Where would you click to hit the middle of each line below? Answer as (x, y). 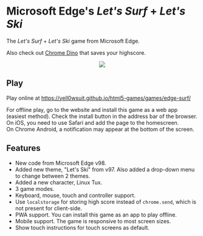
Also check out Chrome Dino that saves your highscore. (76, 52)
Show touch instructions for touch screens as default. (82, 227)
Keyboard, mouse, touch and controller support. (75, 195)
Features (23, 148)
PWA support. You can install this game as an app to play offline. (96, 215)
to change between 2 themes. (53, 176)
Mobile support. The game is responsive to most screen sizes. (93, 221)
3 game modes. (35, 189)
